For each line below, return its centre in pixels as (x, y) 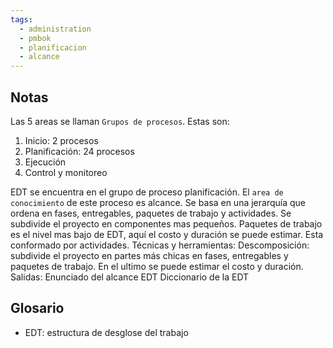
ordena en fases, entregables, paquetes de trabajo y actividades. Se (151, 213)
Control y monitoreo (66, 172)
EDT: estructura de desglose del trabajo (106, 332)
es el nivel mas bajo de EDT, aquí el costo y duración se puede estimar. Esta (167, 234)
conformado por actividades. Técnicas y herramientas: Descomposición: (160, 245)
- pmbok (35, 38)
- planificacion (53, 47)
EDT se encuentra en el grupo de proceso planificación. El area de (147, 192)
